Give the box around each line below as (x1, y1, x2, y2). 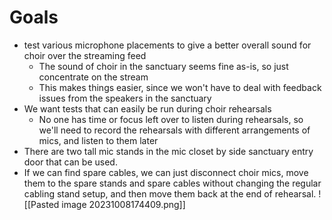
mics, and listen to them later (38, 134, 159, 146)
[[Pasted (23, 198, 60, 210)
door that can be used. (23, 156, 118, 168)
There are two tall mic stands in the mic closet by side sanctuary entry (23, 145, 314, 157)
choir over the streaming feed (23, 49, 147, 61)
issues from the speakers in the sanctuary (38, 92, 212, 104)
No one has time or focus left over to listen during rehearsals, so (38, 113, 304, 125)
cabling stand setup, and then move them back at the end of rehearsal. (23, 187, 317, 200)
